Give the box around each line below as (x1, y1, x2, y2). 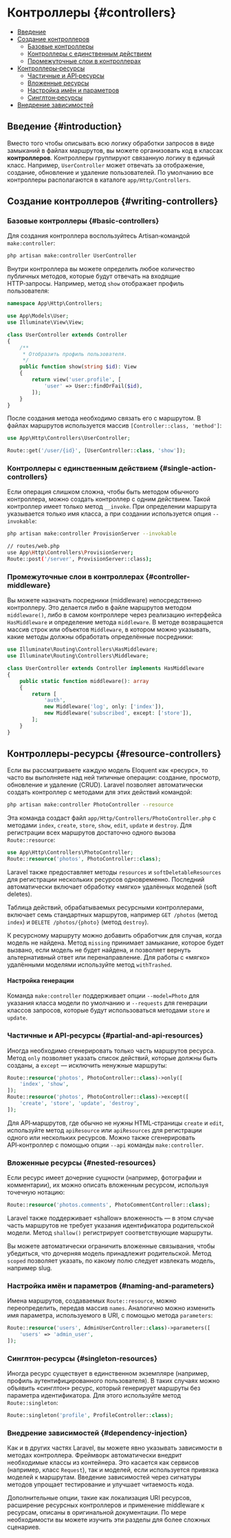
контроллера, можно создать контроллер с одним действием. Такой (7, 495, 211, 503)
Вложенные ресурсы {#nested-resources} (7, 1158, 157, 1168)
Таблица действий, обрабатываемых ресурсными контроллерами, (7, 903, 204, 912)
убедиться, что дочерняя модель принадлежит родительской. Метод (7, 1250, 212, 1258)
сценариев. (7, 1523, 41, 1531)
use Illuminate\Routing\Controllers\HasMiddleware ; (7, 646, 158, 653)
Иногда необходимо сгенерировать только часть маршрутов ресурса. (7, 1046, 215, 1055)
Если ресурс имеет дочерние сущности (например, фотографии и (7, 1174, 202, 1182)
